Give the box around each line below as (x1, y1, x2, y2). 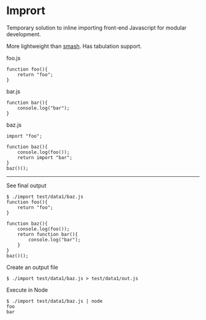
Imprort (6, 4, 46, 18)
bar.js (6, 87, 20, 95)
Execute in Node (6, 286, 48, 294)
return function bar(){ (17, 231, 78, 237)
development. (6, 30, 41, 37)
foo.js (6, 54, 21, 61)
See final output (6, 182, 47, 189)
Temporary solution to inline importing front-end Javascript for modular (6, 24, 187, 31)
